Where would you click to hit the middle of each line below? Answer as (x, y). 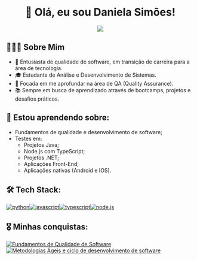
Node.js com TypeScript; (54, 151)
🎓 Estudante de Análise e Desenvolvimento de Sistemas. (85, 75)
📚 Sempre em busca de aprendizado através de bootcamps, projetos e (103, 90)
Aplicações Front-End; (51, 164)
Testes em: (28, 138)
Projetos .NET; (41, 158)
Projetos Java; (41, 145)
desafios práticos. (37, 99)
